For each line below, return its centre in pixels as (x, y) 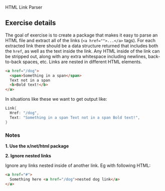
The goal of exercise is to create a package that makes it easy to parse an (81, 35)
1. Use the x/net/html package (37, 146)
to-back (13, 62)
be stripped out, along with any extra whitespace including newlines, (76, 56)
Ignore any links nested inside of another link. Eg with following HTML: (78, 165)
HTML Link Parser (24, 7)
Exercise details (31, 23)
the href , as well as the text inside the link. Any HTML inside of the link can (82, 51)
